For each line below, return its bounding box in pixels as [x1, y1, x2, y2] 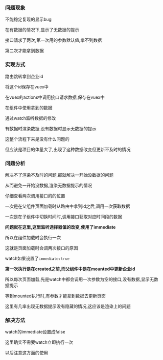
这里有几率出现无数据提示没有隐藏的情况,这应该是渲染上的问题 [5, 303, 131, 309]
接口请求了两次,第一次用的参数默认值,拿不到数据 [5, 37, 102, 43]
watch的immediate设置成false [5, 329, 66, 335]
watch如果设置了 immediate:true [5, 255, 70, 261]
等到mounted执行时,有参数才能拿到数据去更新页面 [5, 293, 106, 299]
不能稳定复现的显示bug [5, 16, 52, 23]
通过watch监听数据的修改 [5, 115, 56, 121]
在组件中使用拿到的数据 [5, 105, 52, 111]
